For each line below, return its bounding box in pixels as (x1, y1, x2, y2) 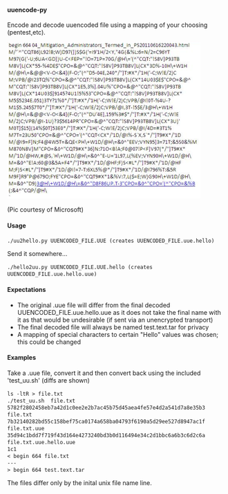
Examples (7, 354, 37, 362)
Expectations (7, 286, 46, 293)
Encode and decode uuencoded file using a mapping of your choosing (7, 21, 208, 29)
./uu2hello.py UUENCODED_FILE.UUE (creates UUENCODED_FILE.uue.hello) (7, 237, 215, 245)
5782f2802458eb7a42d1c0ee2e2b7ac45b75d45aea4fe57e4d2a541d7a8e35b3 (7, 404, 206, 411)
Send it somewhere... (7, 250, 68, 258)
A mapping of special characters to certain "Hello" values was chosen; (17, 330, 219, 338)
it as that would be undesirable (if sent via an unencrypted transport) (17, 315, 213, 324)
